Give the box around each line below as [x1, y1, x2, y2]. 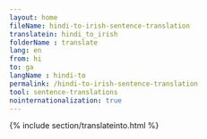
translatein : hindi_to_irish [9, 29, 118, 38]
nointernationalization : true [9, 95, 123, 105]
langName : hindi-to [9, 71, 87, 80]
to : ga [9, 63, 34, 72]
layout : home [9, 12, 58, 22]
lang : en [9, 46, 42, 55]
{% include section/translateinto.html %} [9, 120, 160, 131]
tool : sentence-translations [9, 87, 118, 96]
